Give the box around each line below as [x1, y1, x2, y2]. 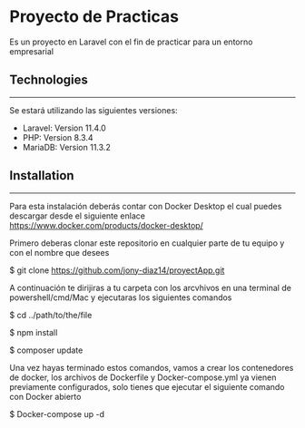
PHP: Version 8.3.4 [22, 131, 93, 142]
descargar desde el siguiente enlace [9, 210, 145, 221]
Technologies [9, 73, 89, 88]
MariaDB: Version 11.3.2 [22, 141, 111, 152]
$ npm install [9, 326, 58, 337]
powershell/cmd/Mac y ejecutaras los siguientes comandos [9, 292, 232, 303]
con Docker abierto [9, 391, 82, 402]
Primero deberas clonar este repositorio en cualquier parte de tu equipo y [9, 238, 285, 248]
